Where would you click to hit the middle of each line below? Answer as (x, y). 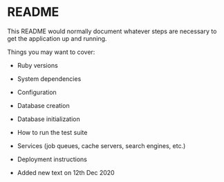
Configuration (37, 92)
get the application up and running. (57, 38)
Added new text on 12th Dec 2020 (66, 172)
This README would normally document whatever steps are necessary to (112, 31)
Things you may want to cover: (51, 52)
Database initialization (49, 119)
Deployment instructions (52, 159)
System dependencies (49, 79)
